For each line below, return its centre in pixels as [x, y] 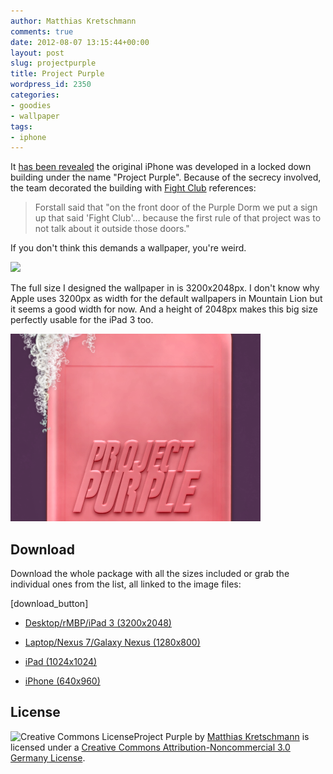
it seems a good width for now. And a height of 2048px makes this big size [164, 309]
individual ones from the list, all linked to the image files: [126, 584]
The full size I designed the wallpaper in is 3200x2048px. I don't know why [165, 288]
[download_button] [49, 604]
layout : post [37, 53]
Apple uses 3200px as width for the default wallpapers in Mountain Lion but [166, 299]
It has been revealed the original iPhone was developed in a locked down [161, 167]
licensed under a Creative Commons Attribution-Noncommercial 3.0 [150, 747]
